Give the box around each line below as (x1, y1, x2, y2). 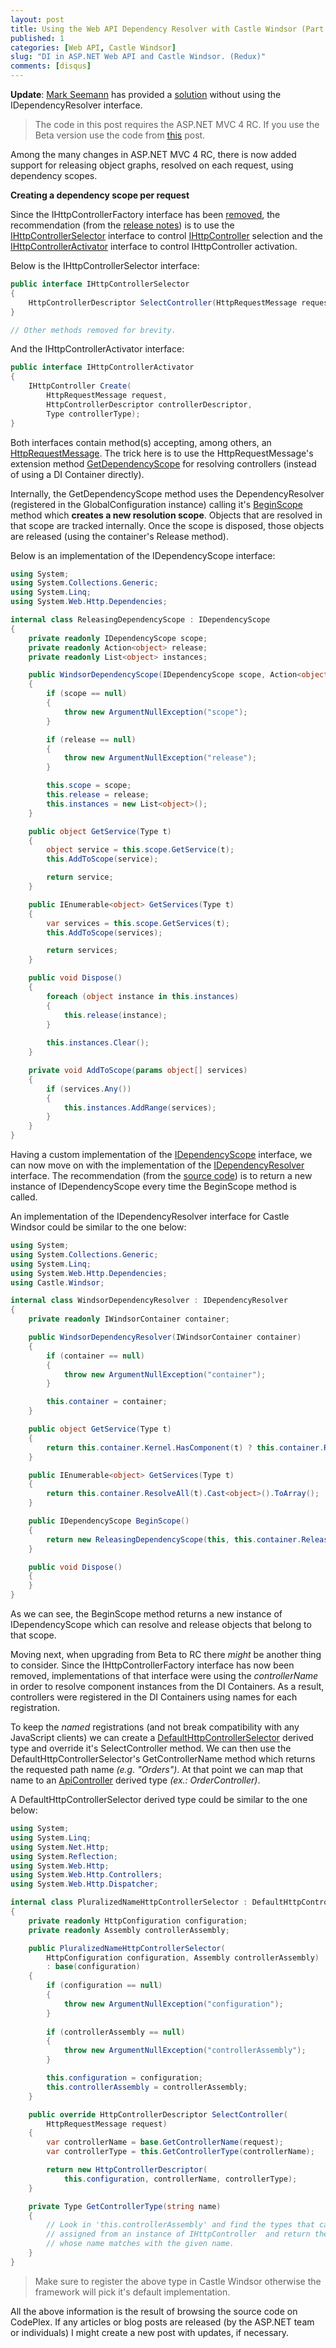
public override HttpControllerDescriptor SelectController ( (28, 2109, 288, 2120)
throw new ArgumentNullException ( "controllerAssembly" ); (63, 2046, 307, 2056)
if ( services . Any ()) (46, 1084, 132, 1094)
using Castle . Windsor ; (10, 1277, 105, 1288)
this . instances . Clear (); (46, 1038, 150, 1048)
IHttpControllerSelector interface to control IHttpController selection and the (10, 230, 323, 241)
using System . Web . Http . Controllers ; (10, 1870, 163, 1880)
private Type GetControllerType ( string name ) (28, 2201, 222, 2211)
